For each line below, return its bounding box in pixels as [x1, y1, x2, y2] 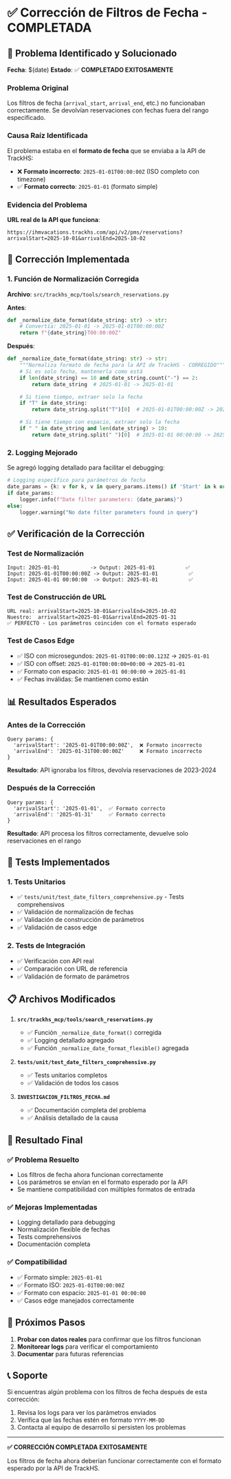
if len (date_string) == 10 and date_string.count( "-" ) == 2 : [19, 374, 199, 381]
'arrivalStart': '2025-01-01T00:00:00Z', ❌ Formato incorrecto [13, 742, 202, 749]
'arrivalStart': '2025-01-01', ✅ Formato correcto [13, 805, 166, 812]
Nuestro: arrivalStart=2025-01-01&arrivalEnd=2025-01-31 [7, 614, 177, 621]
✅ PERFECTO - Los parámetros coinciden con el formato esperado [7, 620, 197, 627]
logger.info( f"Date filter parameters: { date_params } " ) [19, 496, 184, 503]
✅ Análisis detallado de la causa [27, 1114, 119, 1122]
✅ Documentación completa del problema [27, 1106, 146, 1114]
